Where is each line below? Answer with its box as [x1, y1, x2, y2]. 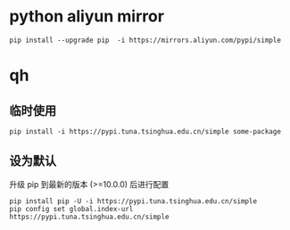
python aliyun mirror [9, 6, 165, 27]
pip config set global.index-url [9, 204, 134, 213]
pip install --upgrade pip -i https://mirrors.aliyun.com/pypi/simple [9, 36, 281, 45]
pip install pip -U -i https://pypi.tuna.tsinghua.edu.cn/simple [9, 196, 257, 206]
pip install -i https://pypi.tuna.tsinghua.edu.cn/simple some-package [9, 127, 281, 136]
